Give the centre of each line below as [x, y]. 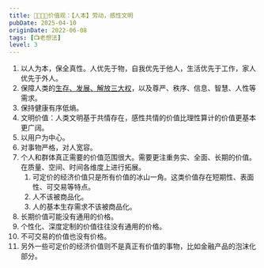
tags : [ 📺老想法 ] [35, 38]
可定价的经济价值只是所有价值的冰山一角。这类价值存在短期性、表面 [143, 177]
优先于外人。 [41, 78]
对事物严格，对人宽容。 [58, 148]
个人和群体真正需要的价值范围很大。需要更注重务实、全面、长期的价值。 [138, 157]
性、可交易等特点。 [64, 187]
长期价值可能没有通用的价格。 [69, 217]
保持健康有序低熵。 [52, 108]
